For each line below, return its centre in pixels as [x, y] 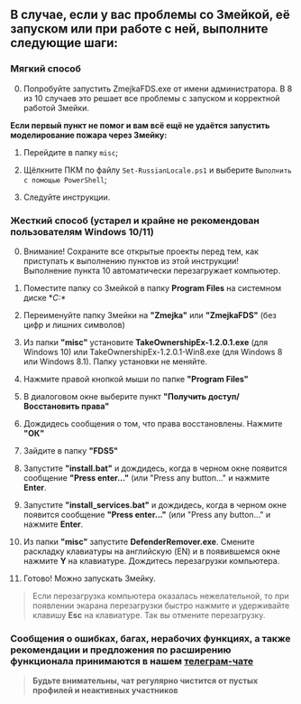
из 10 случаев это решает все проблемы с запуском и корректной [151, 98]
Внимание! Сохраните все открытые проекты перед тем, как [141, 251]
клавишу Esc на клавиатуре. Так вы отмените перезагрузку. [149, 615]
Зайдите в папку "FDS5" [71, 450]
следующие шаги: [64, 43]
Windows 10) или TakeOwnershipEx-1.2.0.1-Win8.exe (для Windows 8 [153, 352]
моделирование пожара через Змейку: [89, 135]
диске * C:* [45, 297]
